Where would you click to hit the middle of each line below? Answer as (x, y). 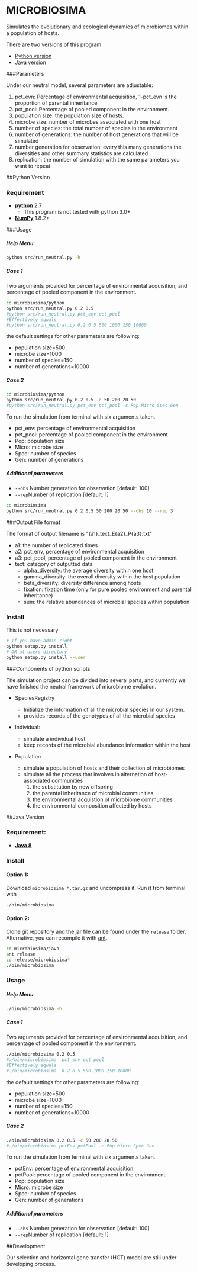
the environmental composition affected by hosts (92, 805)
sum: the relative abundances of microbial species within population (106, 602)
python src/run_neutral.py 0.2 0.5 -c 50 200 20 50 (71, 400)
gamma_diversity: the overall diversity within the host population (102, 576)
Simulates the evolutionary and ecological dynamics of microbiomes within (97, 27)
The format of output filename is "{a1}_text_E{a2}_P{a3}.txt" (79, 533)
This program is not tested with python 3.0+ (77, 212)
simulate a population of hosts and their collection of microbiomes (104, 768)
